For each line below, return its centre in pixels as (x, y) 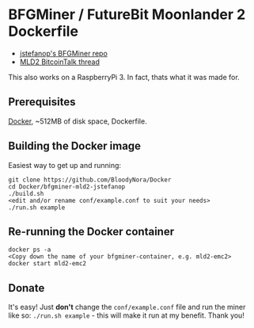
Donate (27, 288)
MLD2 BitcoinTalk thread (60, 62)
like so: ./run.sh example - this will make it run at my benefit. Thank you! (127, 315)
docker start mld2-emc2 (47, 264)
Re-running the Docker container (91, 231)
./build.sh (26, 193)
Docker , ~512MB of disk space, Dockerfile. (78, 121)
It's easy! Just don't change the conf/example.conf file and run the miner (127, 307)
